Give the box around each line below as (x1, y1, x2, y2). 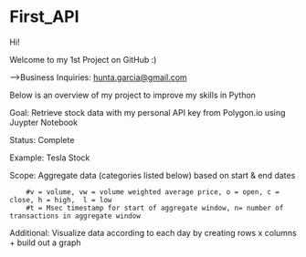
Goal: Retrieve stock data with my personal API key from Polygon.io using (9, 107, 286, 118)
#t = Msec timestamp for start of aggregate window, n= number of (26, 203, 284, 212)
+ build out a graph (9, 237, 81, 248)
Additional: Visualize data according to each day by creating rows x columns (9, 227, 297, 238)
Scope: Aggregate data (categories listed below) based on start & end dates (9, 170, 296, 180)
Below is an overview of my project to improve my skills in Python (9, 89, 256, 100)
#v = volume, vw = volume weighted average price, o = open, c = (26, 187, 280, 197)
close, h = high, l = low (9, 195, 112, 204)
